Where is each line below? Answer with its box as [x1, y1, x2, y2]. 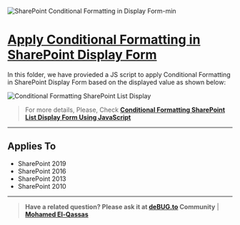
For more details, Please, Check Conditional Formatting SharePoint [24, 105, 226, 114]
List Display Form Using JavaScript [24, 112, 131, 121]
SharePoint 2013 [17, 174, 66, 183]
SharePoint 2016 [17, 167, 66, 175]
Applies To [7, 140, 56, 152]
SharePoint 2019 [17, 159, 66, 167]
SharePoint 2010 [17, 182, 66, 190]
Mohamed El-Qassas [24, 210, 89, 219]
